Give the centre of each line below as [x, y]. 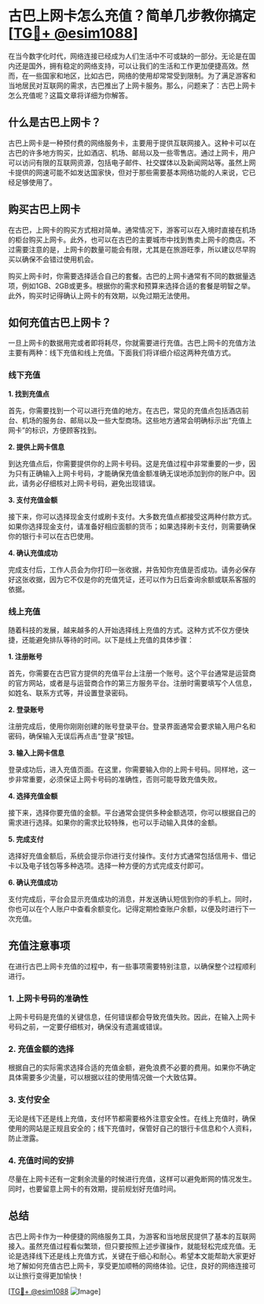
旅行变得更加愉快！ [53, 1275]
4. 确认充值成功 [33, 553]
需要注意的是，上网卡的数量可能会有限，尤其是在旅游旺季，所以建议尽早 [132, 249]
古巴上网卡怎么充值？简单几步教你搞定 [132, 16]
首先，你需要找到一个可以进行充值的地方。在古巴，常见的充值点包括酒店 [125, 410]
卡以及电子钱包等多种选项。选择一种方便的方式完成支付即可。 [108, 866]
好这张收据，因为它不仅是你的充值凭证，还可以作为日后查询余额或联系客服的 [132, 579]
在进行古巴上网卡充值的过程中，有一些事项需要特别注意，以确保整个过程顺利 [132, 966]
